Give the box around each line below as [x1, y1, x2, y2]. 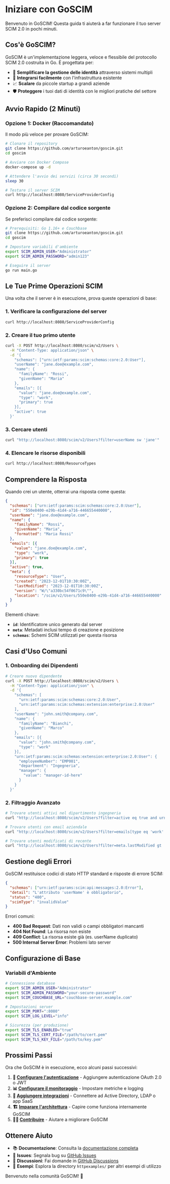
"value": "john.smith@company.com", [18, 740, 96, 745]
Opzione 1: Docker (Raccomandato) [5, 120, 94, 127]
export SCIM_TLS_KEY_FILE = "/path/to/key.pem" [5, 1037, 103, 1042]
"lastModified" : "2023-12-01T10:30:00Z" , [14, 583, 103, 588]
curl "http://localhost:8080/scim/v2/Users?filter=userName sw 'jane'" [5, 438, 159, 443]
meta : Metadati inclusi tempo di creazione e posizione [12, 627, 124, 633]
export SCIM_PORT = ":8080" [5, 1009, 60, 1014]
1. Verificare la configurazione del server [5, 308, 107, 315]
